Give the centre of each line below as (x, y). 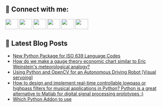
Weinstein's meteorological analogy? (51, 66)
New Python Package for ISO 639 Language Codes (66, 56)
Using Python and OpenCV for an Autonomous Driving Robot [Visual (84, 72)
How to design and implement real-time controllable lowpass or (79, 83)
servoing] (23, 77)
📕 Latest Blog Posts (36, 44)
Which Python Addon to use (42, 99)
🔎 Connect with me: (37, 9)
